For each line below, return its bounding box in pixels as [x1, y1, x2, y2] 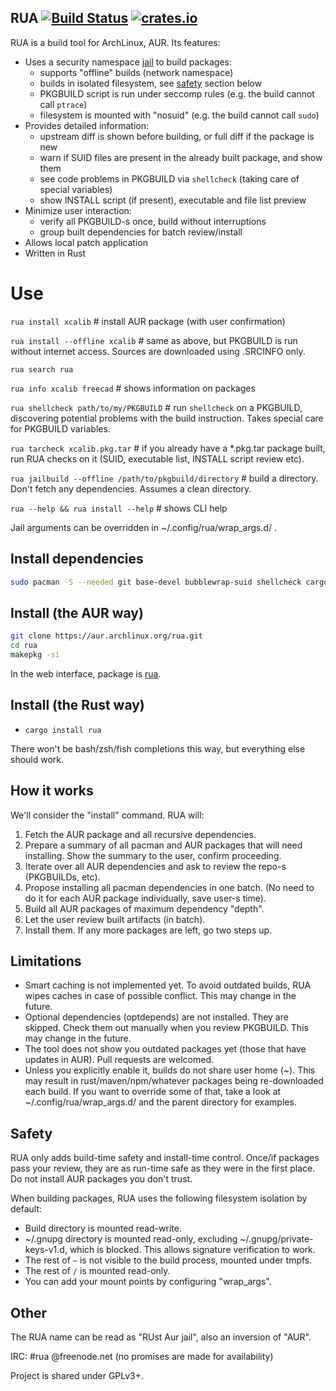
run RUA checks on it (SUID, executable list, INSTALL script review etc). [10, 452, 305, 465]
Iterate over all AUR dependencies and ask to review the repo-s [24, 860, 287, 872]
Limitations [10, 952, 82, 970]
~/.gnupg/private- [239, 1233, 314, 1245]
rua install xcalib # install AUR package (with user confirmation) [10, 315, 286, 327]
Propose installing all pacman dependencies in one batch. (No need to [24, 881, 315, 893]
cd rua [10, 641, 38, 651]
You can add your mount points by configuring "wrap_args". [24, 1276, 272, 1288]
